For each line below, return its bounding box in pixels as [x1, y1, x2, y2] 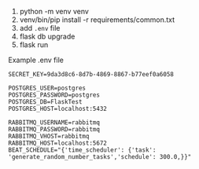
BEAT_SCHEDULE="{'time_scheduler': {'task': [8, 146, 157, 154]
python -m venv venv [19, 7, 89, 16]
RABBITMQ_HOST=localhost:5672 [8, 139, 108, 147]
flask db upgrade [19, 31, 76, 41]
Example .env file [8, 55, 64, 64]
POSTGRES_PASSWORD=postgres [8, 91, 101, 99]
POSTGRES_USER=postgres [8, 84, 87, 92]
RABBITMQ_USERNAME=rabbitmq [8, 119, 101, 127]
